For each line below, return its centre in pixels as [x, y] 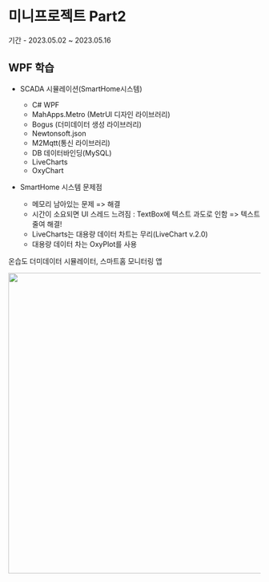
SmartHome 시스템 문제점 [61, 187]
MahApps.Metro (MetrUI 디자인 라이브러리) [101, 114]
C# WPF [46, 104]
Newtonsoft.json [59, 133]
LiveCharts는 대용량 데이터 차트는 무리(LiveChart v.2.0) [120, 234]
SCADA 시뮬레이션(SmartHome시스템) [81, 88]
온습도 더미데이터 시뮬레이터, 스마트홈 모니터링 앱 [85, 261]
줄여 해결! [47, 224]
